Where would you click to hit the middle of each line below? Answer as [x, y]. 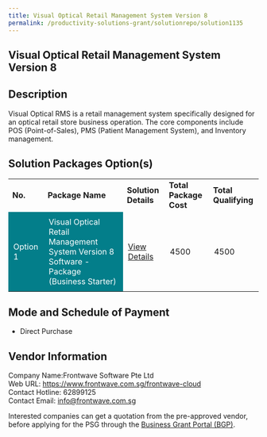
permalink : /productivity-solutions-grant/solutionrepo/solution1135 [126, 23]
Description [38, 95]
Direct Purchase [46, 332]
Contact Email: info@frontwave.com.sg [72, 401]
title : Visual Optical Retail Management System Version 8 [108, 15]
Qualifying [233, 200]
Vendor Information [58, 356]
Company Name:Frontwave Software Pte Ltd [81, 376]
